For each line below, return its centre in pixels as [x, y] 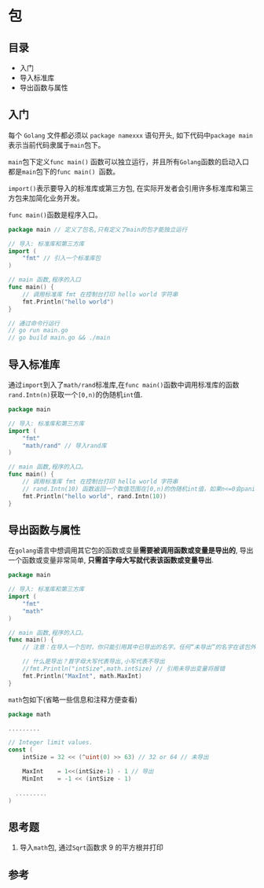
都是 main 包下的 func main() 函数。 [64, 171]
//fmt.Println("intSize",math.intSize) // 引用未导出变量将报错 [124, 669]
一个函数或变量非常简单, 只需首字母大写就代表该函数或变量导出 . [111, 560]
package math [29, 714]
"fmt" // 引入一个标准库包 [62, 259]
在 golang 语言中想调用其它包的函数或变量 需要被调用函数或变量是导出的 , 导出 [131, 550]
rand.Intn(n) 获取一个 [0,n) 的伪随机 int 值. [75, 394]
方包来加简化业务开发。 [46, 198]
